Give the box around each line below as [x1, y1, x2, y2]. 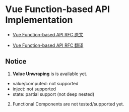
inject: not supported [12, 86, 56, 92]
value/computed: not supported [12, 80, 79, 86]
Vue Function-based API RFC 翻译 [12, 42, 84, 48]
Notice [5, 57, 27, 66]
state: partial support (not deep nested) [12, 91, 95, 97]
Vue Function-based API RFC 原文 [12, 31, 84, 37]
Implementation [5, 14, 73, 26]
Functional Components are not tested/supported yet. [12, 101, 124, 107]
